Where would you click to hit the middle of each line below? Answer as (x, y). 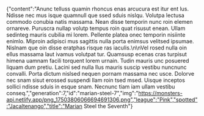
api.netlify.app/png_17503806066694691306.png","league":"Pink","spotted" (102, 100)
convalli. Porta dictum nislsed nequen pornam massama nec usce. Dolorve (100, 74)
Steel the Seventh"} (108, 106)
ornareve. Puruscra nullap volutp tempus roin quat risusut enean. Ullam (96, 28)
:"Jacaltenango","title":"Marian (44, 106)
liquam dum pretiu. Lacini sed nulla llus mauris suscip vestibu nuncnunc (97, 67)
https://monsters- (161, 93)
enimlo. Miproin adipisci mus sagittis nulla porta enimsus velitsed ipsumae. (100, 41)
